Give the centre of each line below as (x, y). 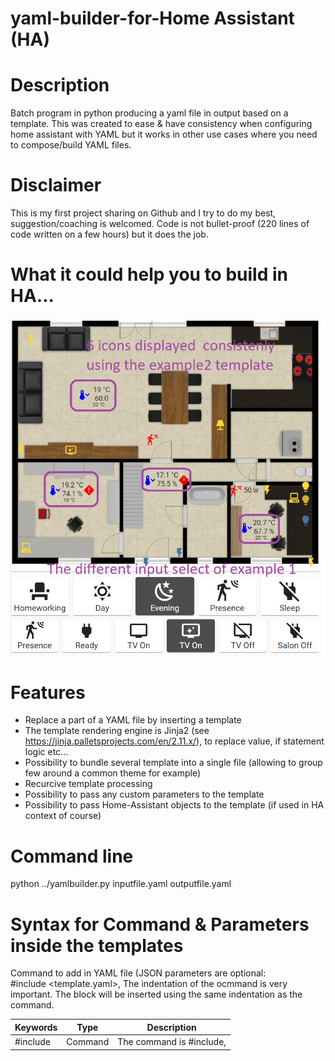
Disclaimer (56, 185)
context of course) (63, 816)
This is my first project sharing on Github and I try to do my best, (143, 213)
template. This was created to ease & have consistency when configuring (161, 124)
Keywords (36, 1027)
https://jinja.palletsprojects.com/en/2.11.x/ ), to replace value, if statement (174, 741)
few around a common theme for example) (112, 773)
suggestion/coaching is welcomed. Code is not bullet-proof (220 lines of (160, 224)
